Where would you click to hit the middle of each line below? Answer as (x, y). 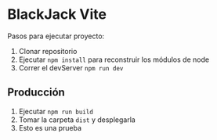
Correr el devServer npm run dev (71, 67)
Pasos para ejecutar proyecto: (56, 36)
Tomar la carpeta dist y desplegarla (77, 120)
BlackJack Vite (57, 14)
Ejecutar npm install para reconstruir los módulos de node (114, 59)
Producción (36, 93)
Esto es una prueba (50, 127)
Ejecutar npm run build (56, 111)
